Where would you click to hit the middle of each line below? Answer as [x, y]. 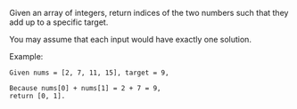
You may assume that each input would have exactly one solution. [131, 39]
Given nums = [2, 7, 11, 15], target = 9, [89, 73]
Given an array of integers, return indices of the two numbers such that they [149, 13]
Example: [26, 56]
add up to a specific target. [59, 22]
